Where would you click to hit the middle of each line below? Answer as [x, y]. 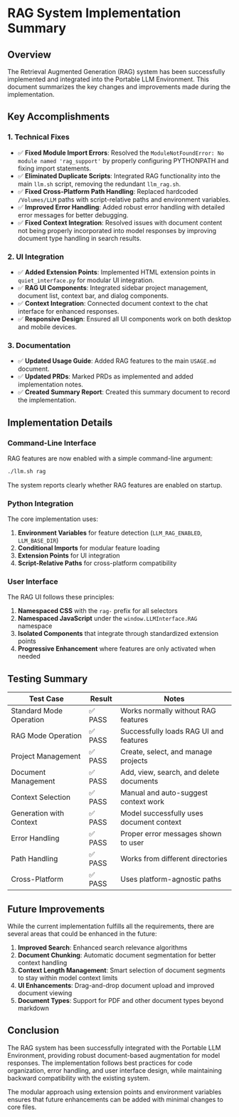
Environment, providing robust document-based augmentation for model [114, 1055]
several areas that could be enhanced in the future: [82, 934]
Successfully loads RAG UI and [172, 731]
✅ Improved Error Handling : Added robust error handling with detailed [121, 207]
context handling [42, 963]
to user [132, 843]
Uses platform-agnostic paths [171, 880]
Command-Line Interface [52, 443]
